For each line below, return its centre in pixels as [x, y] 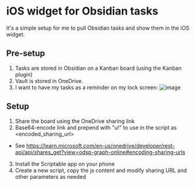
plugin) [24, 75]
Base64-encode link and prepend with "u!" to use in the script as [96, 127]
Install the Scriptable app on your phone [65, 164]
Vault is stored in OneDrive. [49, 81]
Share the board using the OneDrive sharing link [75, 121]
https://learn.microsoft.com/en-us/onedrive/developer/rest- [101, 145]
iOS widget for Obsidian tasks [82, 11]
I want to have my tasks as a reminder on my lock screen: [86, 87]
